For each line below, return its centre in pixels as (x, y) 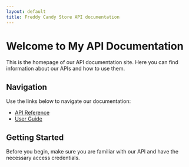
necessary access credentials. (43, 158)
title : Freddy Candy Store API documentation (63, 17)
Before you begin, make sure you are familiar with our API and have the (92, 152)
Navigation (26, 87)
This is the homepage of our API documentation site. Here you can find (92, 62)
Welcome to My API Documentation (95, 46)
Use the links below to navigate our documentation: (69, 101)
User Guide (28, 119)
